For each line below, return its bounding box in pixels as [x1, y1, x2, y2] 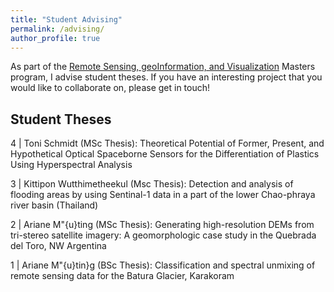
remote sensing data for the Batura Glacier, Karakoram [10, 270, 235, 282]
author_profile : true [10, 33, 101, 43]
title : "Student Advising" [10, 14, 123, 25]
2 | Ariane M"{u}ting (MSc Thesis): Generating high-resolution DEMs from [10, 219, 315, 231]
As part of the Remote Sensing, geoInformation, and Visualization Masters [10, 61, 316, 73]
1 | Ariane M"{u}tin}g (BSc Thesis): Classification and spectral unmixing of [10, 259, 316, 271]
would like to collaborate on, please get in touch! [10, 82, 211, 94]
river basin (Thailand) [10, 199, 99, 211]
